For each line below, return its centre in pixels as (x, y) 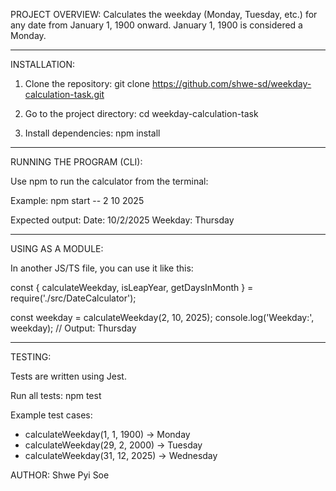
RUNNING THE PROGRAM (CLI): (76, 162)
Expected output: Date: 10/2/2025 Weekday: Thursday (122, 220)
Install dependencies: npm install (92, 133)
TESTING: (31, 357)
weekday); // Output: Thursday (73, 328)
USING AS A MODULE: (57, 248)
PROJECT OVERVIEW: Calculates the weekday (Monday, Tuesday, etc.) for (164, 14)
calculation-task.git (64, 94)
